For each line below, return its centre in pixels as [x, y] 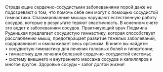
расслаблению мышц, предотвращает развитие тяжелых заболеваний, [81, 38]
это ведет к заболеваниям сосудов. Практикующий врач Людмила [76, 28]
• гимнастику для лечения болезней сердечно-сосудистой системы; [78, 54]
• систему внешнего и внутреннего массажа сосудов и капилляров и [79, 59]
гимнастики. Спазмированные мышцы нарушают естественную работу [81, 17]
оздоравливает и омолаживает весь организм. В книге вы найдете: [77, 43]
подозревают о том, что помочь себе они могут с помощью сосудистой [81, 12]
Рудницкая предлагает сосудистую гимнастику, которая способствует [80, 33]
